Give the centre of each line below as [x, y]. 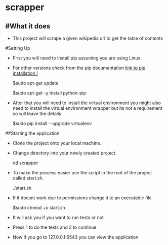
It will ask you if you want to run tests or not [58, 217]
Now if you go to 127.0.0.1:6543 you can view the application [75, 237]
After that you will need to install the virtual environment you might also [87, 103]
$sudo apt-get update [35, 83]
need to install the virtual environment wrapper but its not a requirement [88, 108]
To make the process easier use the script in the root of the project [82, 173]
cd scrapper [25, 163]
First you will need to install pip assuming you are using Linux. [77, 58]
